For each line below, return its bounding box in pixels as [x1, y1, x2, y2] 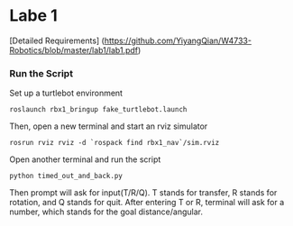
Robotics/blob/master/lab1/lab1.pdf [9, 44, 139, 55]
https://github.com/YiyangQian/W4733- [104, 35, 252, 46]
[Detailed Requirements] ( [9, 35, 105, 46]
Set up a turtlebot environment [9, 87, 124, 99]
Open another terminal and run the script [9, 154, 161, 165]
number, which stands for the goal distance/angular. [9, 206, 203, 217]
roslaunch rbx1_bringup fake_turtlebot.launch [9, 105, 188, 114]
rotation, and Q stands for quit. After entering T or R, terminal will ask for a [9, 197, 285, 208]
